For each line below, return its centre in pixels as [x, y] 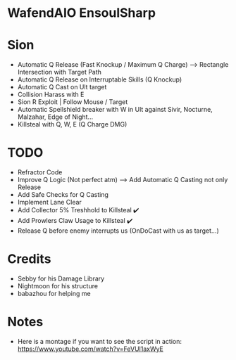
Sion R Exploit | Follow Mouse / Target [73, 102]
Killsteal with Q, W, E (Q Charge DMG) [72, 124]
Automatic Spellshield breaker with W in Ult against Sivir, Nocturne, [115, 110]
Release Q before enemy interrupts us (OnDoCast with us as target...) [118, 231]
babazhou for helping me [54, 294]
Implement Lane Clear [50, 202]
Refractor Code [40, 172]
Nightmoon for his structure [58, 286]
